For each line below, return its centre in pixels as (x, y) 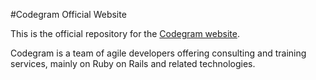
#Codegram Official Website (68, 14)
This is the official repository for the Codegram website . (125, 33)
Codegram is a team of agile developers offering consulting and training (158, 53)
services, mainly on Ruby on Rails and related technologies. (133, 63)
